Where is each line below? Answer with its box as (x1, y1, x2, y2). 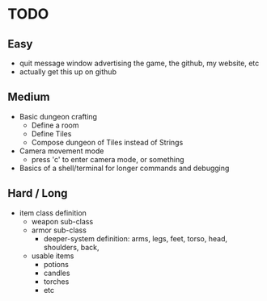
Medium (7, 90, 50, 104)
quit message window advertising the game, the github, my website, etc (19, 58, 260, 68)
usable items (31, 251, 74, 261)
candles (43, 268, 70, 278)
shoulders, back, (43, 242, 100, 252)
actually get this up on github (19, 67, 117, 77)
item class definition (19, 207, 87, 218)
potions (43, 259, 70, 269)
